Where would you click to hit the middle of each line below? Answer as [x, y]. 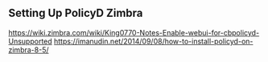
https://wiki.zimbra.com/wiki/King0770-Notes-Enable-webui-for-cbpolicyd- [134, 32]
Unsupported [30, 41]
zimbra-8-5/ [29, 50]
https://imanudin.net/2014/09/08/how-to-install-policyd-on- [153, 41]
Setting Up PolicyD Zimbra [76, 13]
